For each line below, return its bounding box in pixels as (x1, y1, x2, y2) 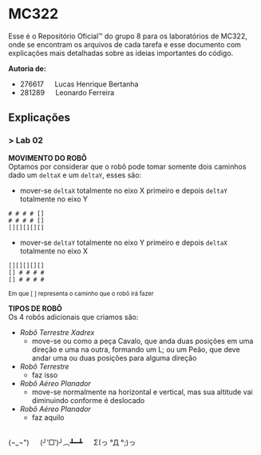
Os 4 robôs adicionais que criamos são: (8, 312, 139, 321)
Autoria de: (8, 63, 46, 73)
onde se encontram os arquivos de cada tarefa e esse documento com (8, 39, 242, 49)
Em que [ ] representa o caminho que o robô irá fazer (8, 289, 154, 297)
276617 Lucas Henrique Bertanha (19, 79, 139, 89)
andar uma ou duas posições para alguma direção (31, 353, 197, 362)
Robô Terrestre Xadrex (19, 327, 95, 337)
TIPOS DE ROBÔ (8, 303, 62, 313)
